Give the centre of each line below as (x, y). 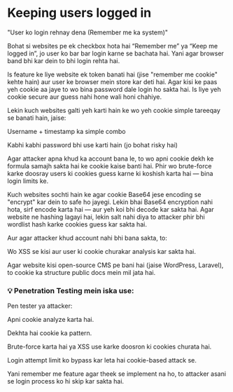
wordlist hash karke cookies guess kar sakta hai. (77, 224)
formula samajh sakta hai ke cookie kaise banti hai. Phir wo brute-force (110, 165)
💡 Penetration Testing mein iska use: (71, 290)
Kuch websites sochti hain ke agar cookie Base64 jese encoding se (104, 194)
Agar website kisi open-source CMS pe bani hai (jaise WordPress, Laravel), (115, 265)
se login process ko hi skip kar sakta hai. (66, 381)
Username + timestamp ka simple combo (66, 131)
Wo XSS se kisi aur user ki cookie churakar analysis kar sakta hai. (101, 251)
